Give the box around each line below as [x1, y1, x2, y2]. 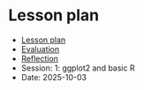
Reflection [20, 53, 59, 64]
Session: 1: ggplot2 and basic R [20, 63, 135, 73]
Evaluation [20, 43, 60, 54]
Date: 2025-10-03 [20, 71, 87, 82]
